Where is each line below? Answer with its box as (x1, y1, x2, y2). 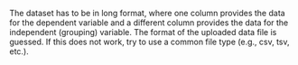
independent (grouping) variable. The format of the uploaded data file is (9, 27, 277, 37)
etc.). (9, 46, 29, 57)
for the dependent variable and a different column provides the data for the (9, 17, 289, 28)
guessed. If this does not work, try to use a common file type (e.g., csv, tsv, (9, 36, 291, 47)
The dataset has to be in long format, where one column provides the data (9, 8, 286, 18)
